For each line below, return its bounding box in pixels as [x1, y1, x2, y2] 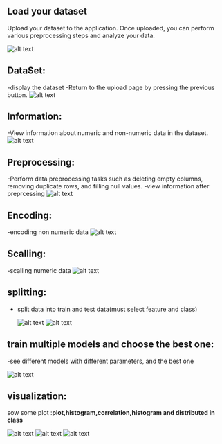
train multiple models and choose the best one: [7, 339, 214, 350]
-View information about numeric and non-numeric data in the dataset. [7, 129, 209, 137]
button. [7, 90, 28, 99]
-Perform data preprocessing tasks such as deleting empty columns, [7, 175, 203, 183]
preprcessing [7, 190, 45, 198]
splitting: [7, 287, 47, 299]
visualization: [7, 390, 67, 402]
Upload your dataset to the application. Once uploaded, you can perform [7, 24, 214, 32]
